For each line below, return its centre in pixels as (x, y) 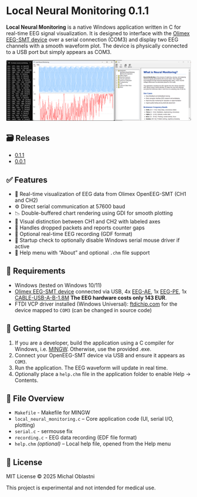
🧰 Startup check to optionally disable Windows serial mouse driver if (97, 240)
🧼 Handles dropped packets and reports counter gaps (79, 228)
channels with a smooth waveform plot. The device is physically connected (97, 46)
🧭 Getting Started (38, 329)
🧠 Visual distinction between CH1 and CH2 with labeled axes (87, 221)
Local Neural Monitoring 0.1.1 (78, 11)
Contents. (26, 380)
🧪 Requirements (36, 271)
